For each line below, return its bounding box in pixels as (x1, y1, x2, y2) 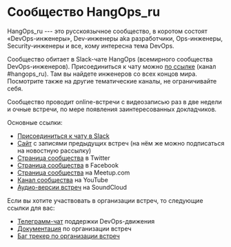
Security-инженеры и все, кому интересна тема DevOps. (7, 41, 174, 50)
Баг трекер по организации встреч (17, 232, 121, 240)
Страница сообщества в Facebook (17, 161, 119, 169)
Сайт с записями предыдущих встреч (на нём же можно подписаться (17, 139, 225, 147)
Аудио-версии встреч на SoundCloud (17, 183, 128, 191)
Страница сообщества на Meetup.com (17, 168, 130, 177)
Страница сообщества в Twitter (17, 153, 110, 162)
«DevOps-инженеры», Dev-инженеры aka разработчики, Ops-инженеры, (7, 34, 223, 42)
